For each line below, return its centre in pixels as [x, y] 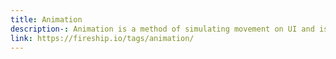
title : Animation [46, 19]
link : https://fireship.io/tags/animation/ [102, 38]
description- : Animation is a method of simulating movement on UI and [162, 29]
